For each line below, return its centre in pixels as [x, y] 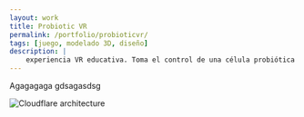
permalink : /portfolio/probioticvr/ [79, 34]
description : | [38, 52]
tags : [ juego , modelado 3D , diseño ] [79, 43]
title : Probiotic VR [49, 26]
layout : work [34, 18]
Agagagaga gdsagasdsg [56, 86]
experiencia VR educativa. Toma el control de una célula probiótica [161, 60]
